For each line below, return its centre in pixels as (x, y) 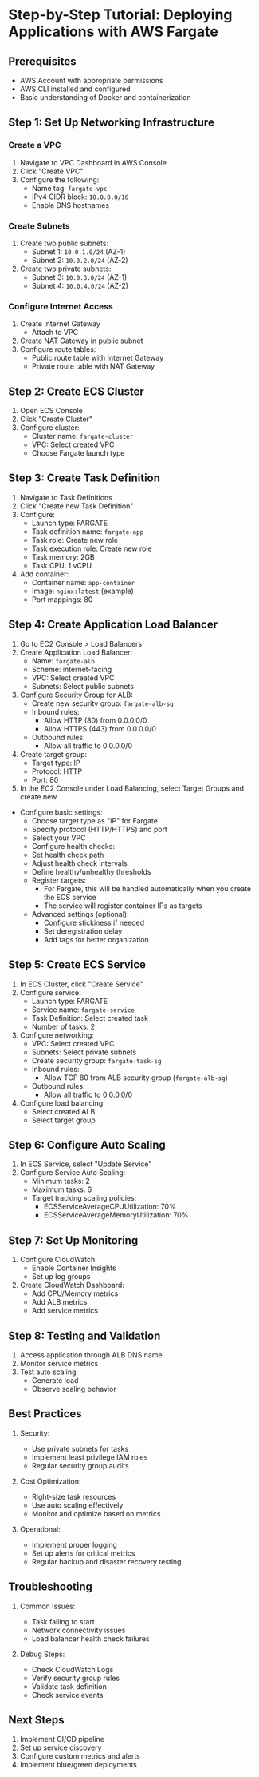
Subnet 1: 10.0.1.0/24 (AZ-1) (78, 251)
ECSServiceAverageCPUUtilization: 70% (110, 1207)
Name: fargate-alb (63, 660)
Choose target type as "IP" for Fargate (94, 820)
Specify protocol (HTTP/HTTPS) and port (99, 829)
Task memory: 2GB (63, 556)
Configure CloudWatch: (58, 1260)
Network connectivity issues (78, 1630)
